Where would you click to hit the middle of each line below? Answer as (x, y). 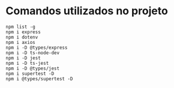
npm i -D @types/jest (33, 68)
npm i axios (20, 42)
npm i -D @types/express (37, 48)
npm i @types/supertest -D (39, 78)
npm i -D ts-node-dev (33, 53)
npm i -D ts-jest (27, 63)
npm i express (23, 32)
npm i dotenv (22, 37)
